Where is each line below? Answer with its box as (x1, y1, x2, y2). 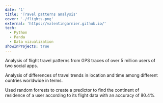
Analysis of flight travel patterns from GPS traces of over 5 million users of (5, 57, 156, 63)
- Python (9, 30, 27, 35)
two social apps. (5, 63, 38, 69)
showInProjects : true (5, 44, 50, 49)
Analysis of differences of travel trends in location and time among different (5, 72, 158, 78)
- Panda (9, 35, 26, 40)
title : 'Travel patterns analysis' (5, 12, 78, 17)
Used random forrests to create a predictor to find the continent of (5, 87, 139, 93)
